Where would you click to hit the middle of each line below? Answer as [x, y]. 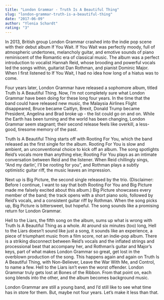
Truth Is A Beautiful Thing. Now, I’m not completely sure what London [75, 93]
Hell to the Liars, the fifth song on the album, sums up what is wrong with [79, 221]
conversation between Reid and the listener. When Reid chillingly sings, [77, 160]
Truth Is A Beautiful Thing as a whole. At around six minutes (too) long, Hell [81, 225]
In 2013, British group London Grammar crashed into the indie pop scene [78, 42]
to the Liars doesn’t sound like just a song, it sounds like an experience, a [79, 231]
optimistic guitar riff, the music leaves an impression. [58, 170]
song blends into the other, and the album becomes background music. [77, 278]
